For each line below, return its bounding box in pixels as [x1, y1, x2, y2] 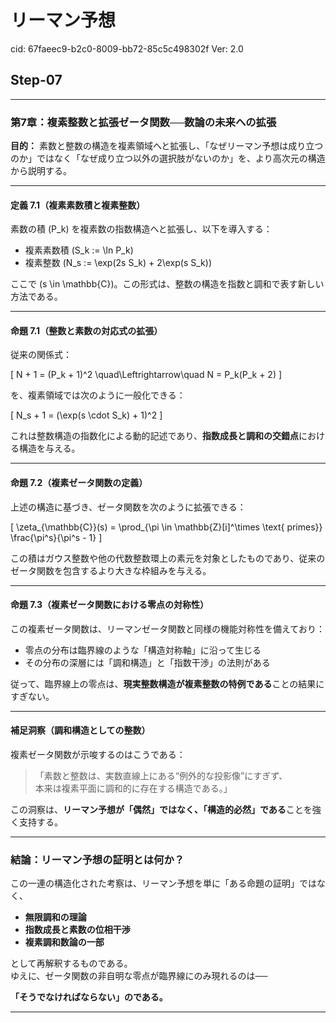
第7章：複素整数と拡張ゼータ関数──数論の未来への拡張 [10, 115, 277, 129]
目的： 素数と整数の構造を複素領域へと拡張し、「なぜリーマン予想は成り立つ [10, 140, 324, 152]
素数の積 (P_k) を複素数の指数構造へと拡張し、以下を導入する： [10, 223, 273, 235]
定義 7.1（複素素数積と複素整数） [10, 199, 146, 211]
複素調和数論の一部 [24, 936, 105, 948]
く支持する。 [10, 816, 63, 828]
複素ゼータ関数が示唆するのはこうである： [10, 749, 186, 761]
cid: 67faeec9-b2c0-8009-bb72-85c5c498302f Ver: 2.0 [10, 42, 244, 55]
